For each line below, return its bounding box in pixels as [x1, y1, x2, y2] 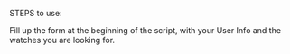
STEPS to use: [9, 8, 62, 18]
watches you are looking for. [9, 35, 116, 45]
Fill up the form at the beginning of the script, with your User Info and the [9, 25, 282, 35]
